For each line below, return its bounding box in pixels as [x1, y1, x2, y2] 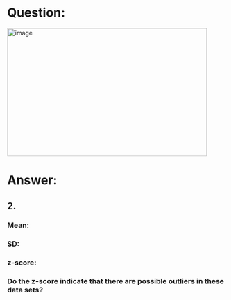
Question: [7, 5, 66, 21]
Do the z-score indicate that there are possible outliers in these [7, 276, 224, 286]
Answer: [7, 173, 58, 188]
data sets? [7, 285, 44, 295]
